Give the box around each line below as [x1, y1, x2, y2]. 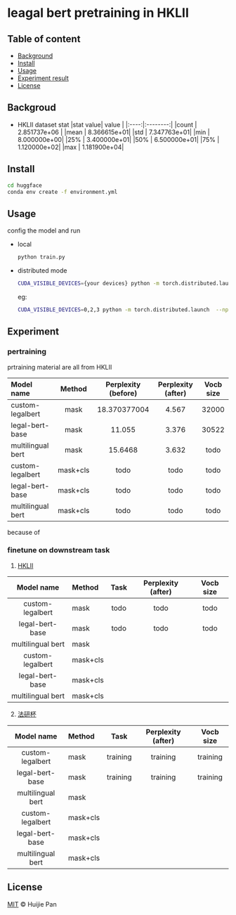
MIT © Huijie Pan [7, 900, 58, 908]
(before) [108, 388, 138, 398]
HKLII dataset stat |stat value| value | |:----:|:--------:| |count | [17, 120, 197, 129]
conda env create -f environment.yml [7, 188, 118, 195]
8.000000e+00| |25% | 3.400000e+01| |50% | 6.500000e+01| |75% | [17, 135, 220, 143]
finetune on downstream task [7, 545, 110, 555]
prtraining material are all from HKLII [7, 363, 112, 371]
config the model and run [7, 226, 81, 235]
